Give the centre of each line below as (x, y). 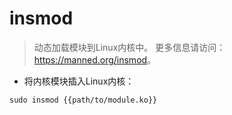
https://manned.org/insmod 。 (95, 59)
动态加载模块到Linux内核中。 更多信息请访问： (129, 47)
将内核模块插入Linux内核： (79, 81)
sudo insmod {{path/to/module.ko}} (83, 100)
